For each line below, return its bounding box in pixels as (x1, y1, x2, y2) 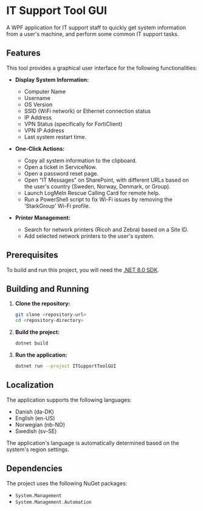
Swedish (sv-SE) (15, 427, 57, 435)
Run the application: (15, 351, 68, 359)
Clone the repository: (15, 300, 71, 307)
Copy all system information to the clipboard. (24, 157, 137, 164)
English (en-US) (15, 414, 55, 421)
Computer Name (24, 88, 66, 95)
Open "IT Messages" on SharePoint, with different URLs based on (24, 176, 190, 184)
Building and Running (6, 284, 89, 294)
